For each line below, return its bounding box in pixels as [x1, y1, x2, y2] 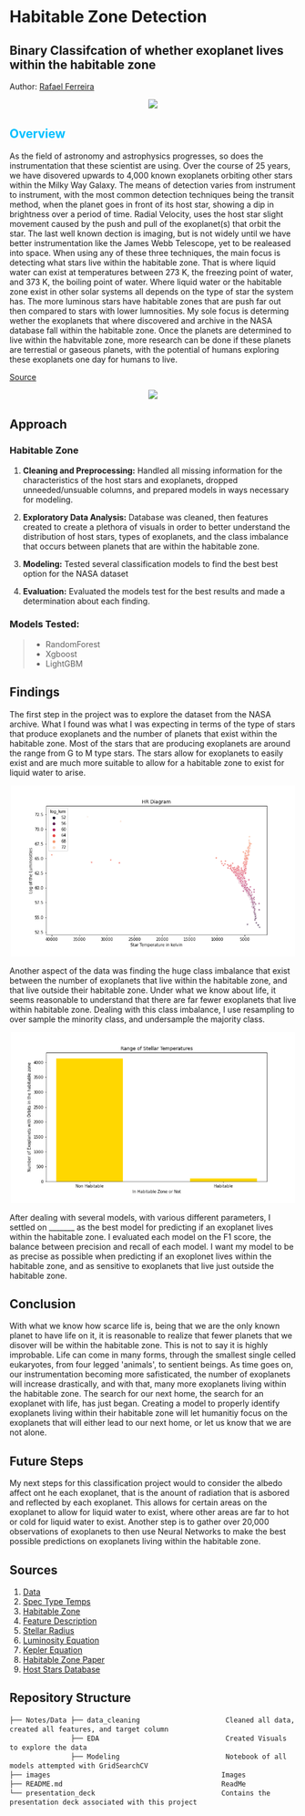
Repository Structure [9, 1690, 132, 1706]
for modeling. [22, 494, 74, 505]
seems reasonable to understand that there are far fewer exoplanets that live [9, 994, 297, 1005]
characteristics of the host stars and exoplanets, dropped [22, 474, 239, 485]
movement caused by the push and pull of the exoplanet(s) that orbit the [9, 218, 281, 229]
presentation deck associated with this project [9, 1798, 198, 1807]
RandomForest [45, 638, 101, 649]
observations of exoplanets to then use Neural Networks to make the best [9, 1526, 287, 1537]
